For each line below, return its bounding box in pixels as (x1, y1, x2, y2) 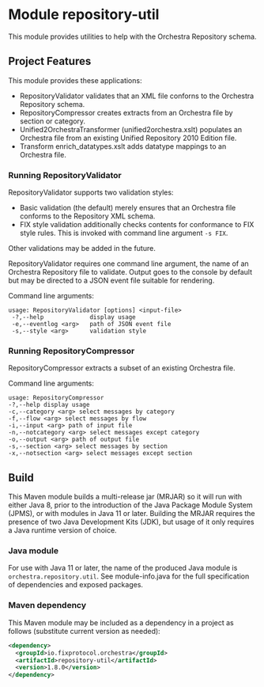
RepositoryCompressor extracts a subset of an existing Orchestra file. (8, 363, 236, 373)
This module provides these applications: (8, 75, 142, 85)
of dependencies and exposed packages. (8, 580, 144, 590)
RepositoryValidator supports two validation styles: (8, 188, 174, 197)
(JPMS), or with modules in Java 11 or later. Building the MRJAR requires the (8, 509, 255, 518)
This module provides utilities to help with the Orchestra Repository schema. (8, 32, 257, 41)
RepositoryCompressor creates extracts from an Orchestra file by (19, 108, 233, 117)
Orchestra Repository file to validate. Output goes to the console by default (8, 268, 253, 277)
